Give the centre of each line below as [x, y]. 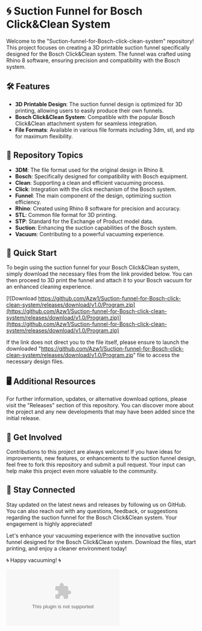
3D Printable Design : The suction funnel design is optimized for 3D [99, 104]
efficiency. [28, 202]
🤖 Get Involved [34, 437]
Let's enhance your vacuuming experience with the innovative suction [93, 536]
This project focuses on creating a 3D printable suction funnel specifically [98, 47]
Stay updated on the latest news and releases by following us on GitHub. [96, 504]
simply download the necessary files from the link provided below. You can [99, 274]
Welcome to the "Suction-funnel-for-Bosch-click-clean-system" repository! [100, 41]
